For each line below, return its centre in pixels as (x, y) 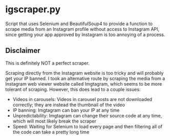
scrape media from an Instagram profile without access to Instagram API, (82, 29)
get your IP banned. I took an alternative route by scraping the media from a (85, 78)
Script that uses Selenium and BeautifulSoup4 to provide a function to (79, 24)
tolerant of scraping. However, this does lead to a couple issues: (73, 89)
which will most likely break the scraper (54, 121)
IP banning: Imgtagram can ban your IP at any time (66, 110)
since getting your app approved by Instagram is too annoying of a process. (85, 34)
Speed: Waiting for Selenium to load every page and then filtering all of (88, 126)
